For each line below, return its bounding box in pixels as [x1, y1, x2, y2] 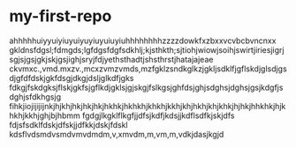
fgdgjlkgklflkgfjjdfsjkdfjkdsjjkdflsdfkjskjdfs [82, 110, 235, 121]
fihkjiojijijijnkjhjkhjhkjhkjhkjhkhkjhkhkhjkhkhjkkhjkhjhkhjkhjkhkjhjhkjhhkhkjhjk [9, 100, 286, 111]
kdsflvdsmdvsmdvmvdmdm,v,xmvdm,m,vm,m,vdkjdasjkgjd [9, 129, 224, 139]
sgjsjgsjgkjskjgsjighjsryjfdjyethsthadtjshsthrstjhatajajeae [9, 54, 214, 64]
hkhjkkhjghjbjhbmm [9, 110, 81, 121]
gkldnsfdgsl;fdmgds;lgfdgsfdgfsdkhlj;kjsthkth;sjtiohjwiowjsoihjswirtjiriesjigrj [9, 44, 285, 55]
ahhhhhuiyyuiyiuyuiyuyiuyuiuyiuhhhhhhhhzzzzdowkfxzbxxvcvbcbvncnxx [9, 35, 277, 46]
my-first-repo [9, 6, 112, 26]
